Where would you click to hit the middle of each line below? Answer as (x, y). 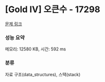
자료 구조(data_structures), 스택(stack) (43, 74)
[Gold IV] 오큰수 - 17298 (53, 9)
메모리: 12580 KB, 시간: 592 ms (35, 49)
